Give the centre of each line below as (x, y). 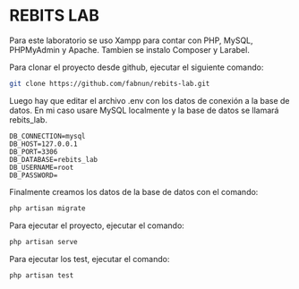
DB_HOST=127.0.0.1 (43, 144)
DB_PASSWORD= (34, 175)
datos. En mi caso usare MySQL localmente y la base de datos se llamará (144, 110)
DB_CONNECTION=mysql (48, 136)
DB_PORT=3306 (34, 152)
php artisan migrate (48, 208)
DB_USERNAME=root (42, 167)
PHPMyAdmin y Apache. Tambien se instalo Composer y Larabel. (130, 49)
